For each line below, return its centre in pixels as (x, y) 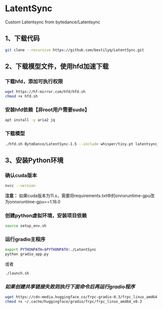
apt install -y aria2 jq (30, 120)
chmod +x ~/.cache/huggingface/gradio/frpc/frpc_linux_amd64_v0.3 (73, 302)
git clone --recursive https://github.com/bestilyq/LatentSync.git (75, 50)
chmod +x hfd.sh (21, 96)
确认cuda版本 (21, 175)
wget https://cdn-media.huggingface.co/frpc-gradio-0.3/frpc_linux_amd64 (81, 297)
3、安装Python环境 (34, 160)
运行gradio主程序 (25, 239)
